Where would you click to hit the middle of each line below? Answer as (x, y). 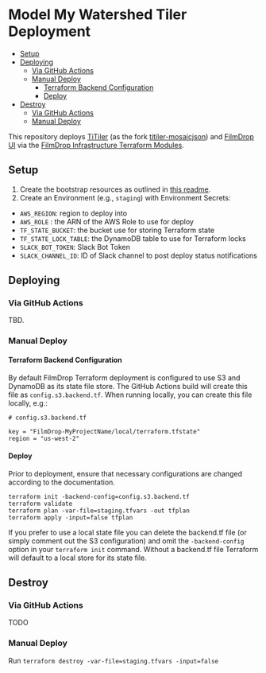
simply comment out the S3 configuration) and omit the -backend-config (126, 541)
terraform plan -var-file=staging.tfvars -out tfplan (99, 511)
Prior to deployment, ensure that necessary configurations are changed (125, 473)
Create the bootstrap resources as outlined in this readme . (115, 189)
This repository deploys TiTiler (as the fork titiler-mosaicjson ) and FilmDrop (131, 136)
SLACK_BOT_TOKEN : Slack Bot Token (75, 247)
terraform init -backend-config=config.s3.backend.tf (99, 496)
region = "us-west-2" (44, 438)
